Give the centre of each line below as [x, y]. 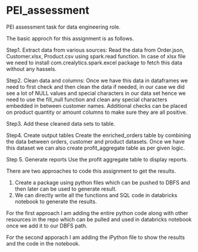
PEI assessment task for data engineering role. [64, 27]
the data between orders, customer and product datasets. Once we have [95, 141]
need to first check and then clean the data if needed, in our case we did [95, 86]
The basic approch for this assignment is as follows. [70, 38]
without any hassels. [31, 69]
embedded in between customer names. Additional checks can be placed [97, 105]
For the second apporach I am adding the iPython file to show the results [95, 237]
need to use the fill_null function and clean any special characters [87, 99]
